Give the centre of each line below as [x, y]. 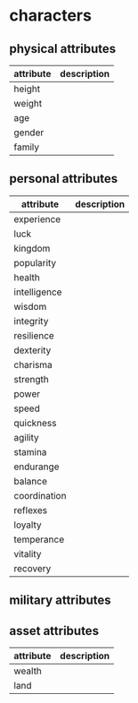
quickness [35, 423]
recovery [32, 568]
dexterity [32, 350]
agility [26, 437]
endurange [37, 467]
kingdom [32, 248]
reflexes [30, 510]
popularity [35, 262]
